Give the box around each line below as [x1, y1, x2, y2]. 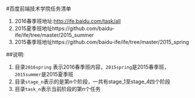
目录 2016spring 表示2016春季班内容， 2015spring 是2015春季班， [14, 63, 170, 70]
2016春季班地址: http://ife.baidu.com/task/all [14, 18, 121, 25]
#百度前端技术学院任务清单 [6, 5, 72, 12]
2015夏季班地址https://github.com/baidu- [14, 25, 115, 32]
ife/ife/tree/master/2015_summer [14, 32, 94, 38]
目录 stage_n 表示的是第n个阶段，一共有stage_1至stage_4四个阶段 [14, 78, 170, 85]
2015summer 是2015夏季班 [14, 71, 73, 77]
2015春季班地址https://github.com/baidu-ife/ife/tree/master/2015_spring [14, 39, 189, 45]
